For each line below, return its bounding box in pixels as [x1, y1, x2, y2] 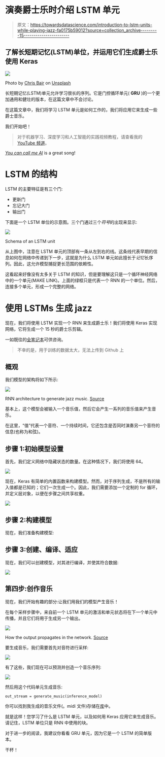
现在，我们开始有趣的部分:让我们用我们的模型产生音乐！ [5, 598, 119, 604]
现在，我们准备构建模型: [5, 530, 54, 536]
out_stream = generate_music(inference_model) [5, 693, 102, 699]
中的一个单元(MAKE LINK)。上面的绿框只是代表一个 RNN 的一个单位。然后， [5, 277, 160, 283]
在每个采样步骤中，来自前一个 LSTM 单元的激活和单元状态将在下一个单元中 [5, 609, 158, 615]
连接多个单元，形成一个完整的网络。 [5, 283, 79, 289]
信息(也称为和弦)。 [5, 429, 43, 435]
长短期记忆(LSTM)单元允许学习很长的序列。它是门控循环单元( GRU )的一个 [5, 90, 156, 96]
